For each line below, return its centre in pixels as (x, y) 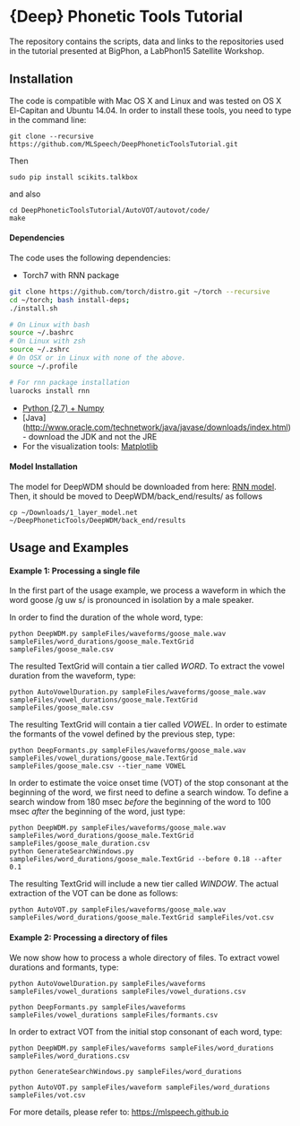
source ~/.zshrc (39, 350)
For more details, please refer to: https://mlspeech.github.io (119, 1112)
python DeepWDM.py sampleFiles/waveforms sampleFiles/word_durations (142, 1048)
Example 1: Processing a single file (75, 571)
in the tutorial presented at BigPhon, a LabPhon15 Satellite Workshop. (137, 50)
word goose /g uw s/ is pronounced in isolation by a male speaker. (132, 600)
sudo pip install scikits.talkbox (74, 177)
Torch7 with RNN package (70, 275)
